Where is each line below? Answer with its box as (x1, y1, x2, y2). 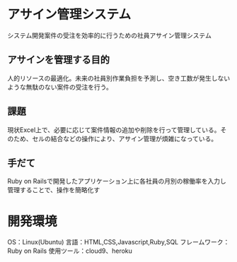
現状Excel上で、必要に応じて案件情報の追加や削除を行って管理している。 (7, 125, 221, 134)
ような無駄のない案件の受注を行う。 (7, 83, 113, 91)
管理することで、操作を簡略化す (7, 186, 100, 194)
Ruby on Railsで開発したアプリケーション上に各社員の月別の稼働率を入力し (7, 177, 226, 186)
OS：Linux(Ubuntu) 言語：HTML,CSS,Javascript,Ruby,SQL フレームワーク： (7, 238, 230, 246)
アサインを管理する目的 (7, 54, 110, 66)
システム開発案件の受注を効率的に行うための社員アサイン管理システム (7, 31, 212, 40)
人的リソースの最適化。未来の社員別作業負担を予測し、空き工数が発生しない (7, 73, 231, 82)
